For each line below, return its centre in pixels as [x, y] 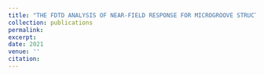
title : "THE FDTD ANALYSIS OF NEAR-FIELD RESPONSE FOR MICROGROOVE [121, 15]
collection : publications [50, 23]
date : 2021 [26, 45]
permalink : [26, 30]
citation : [24, 59]
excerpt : [22, 37]
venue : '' [24, 52]
